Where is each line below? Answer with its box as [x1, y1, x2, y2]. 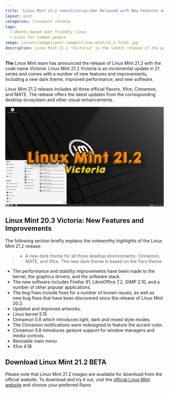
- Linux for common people [10, 35, 66, 40]
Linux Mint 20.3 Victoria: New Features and [5, 216, 144, 225]
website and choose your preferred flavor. [5, 382, 93, 388]
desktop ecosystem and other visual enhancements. [5, 97, 114, 103]
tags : [5, 24, 17, 29]
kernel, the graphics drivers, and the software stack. [12, 273, 121, 279]
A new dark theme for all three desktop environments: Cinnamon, [25, 253, 160, 259]
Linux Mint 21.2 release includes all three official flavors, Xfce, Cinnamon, [5, 86, 157, 92]
